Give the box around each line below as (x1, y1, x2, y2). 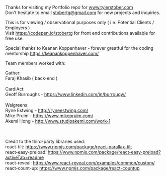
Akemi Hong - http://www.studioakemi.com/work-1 (5, 118, 111, 124)
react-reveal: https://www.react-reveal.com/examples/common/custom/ (5, 160, 155, 165)
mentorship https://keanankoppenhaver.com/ (5, 50, 99, 56)
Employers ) (5, 25, 30, 31)
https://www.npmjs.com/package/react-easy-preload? (47, 149, 161, 155)
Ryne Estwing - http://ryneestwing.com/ (5, 108, 89, 113)
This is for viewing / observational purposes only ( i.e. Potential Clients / (5, 20, 154, 25)
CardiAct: (5, 86, 25, 92)
